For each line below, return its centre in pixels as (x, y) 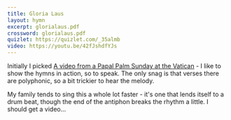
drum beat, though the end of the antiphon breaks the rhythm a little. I (108, 102)
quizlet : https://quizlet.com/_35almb (64, 40)
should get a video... (37, 109)
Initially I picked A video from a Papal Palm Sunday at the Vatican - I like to (114, 66)
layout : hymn (26, 20)
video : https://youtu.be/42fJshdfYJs (62, 46)
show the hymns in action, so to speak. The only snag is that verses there (113, 73)
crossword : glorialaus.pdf (47, 33)
